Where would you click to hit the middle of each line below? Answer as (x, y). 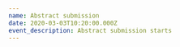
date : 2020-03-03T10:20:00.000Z (63, 23)
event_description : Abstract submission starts (90, 30)
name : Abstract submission (54, 16)
